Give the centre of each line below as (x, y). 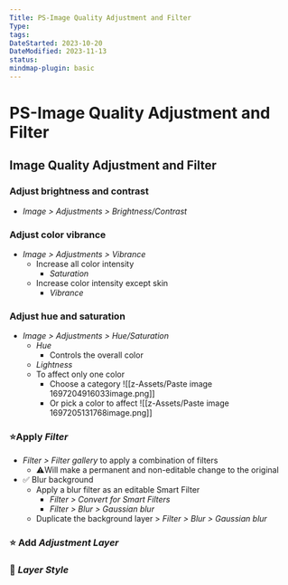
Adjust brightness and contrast (79, 191)
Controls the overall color (97, 355)
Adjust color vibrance (58, 235)
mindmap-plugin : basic (52, 69)
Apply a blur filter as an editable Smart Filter (118, 489)
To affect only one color (80, 374)
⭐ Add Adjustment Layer (64, 542)
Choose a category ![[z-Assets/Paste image (131, 384)
